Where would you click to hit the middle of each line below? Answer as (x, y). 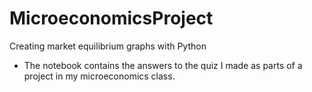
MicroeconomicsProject (111, 18)
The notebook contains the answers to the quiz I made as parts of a (163, 65)
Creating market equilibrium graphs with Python (108, 46)
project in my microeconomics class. (99, 76)
